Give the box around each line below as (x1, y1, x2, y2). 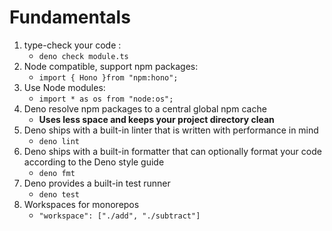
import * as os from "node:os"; (38, 94, 174, 104)
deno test (38, 189, 81, 200)
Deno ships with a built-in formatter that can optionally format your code (23, 145, 322, 157)
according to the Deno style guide (23, 156, 165, 168)
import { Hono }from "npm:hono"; (38, 72, 179, 83)
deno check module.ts (38, 51, 129, 61)
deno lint (38, 136, 81, 146)
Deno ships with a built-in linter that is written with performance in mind (23, 124, 319, 136)
